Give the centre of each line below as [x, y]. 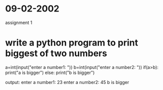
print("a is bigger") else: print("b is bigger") [50, 72]
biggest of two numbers [56, 53]
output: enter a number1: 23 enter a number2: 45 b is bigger [67, 82]
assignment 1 [19, 22]
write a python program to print [72, 43]
